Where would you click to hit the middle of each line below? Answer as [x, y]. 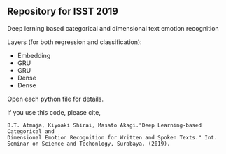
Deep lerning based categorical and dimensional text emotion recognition [113, 28]
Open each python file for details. [55, 99]
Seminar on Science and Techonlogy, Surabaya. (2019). [89, 143]
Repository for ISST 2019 [63, 12]
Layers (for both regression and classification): [75, 42]
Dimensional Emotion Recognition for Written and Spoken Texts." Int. [112, 137]
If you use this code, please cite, [54, 112]
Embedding [34, 55]
